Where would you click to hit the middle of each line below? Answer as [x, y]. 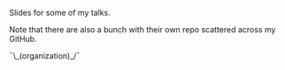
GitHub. [23, 39]
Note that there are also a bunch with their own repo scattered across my [142, 29]
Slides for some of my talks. [60, 13]
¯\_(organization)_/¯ [45, 56]
